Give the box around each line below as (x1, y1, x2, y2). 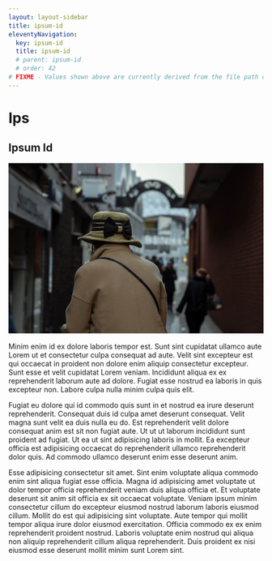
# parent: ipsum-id (15, 56, 82, 64)
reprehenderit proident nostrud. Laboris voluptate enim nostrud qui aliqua (8, 528, 253, 537)
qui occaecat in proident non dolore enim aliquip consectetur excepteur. (8, 358, 249, 368)
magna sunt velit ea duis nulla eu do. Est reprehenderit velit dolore (8, 418, 229, 427)
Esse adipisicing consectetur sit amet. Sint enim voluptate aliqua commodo (8, 467, 259, 477)
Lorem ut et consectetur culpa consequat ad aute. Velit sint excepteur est (8, 349, 253, 360)
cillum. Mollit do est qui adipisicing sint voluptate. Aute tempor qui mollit (8, 511, 249, 520)
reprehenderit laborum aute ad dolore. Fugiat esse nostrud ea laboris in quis (8, 375, 262, 385)
